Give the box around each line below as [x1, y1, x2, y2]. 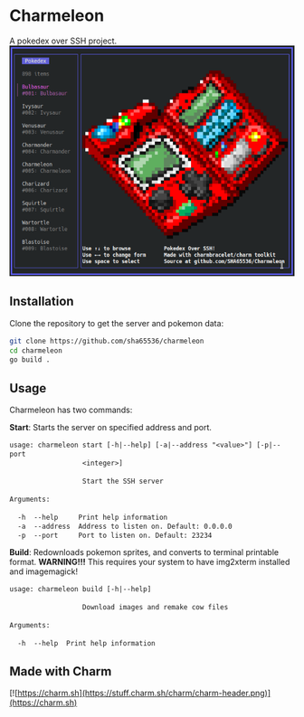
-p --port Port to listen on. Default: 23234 [17, 531, 213, 541]
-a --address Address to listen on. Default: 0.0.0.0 [17, 522, 233, 532]
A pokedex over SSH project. [9, 35, 118, 46]
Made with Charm [9, 664, 112, 679]
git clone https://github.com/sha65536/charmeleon [9, 336, 204, 345]
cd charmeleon [9, 345, 63, 355]
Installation [9, 294, 74, 309]
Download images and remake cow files [81, 603, 229, 612]
